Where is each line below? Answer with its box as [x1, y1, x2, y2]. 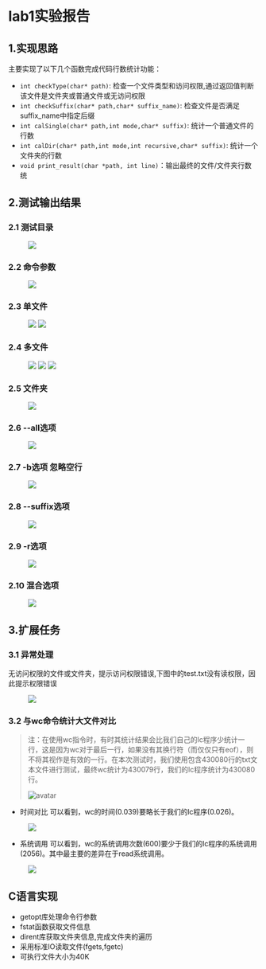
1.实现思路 [8, 41, 59, 55]
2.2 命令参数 [8, 261, 56, 272]
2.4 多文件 [8, 342, 48, 353]
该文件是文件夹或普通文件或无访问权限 [19, 91, 145, 100]
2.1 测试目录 [8, 222, 54, 233]
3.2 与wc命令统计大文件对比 [8, 715, 117, 726]
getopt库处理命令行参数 [19, 912, 98, 922]
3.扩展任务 [8, 623, 61, 637]
